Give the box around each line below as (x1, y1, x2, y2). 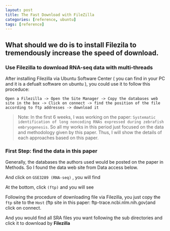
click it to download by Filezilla (5, 220, 70, 226)
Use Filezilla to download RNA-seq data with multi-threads (5, 64, 153, 71)
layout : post (5, 7, 33, 13)
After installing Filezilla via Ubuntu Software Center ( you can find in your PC (5, 75, 165, 82)
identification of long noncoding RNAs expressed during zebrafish (17, 119, 164, 124)
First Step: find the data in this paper (5, 147, 98, 155)
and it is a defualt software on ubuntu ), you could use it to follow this (5, 81, 151, 87)
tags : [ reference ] (5, 21, 44, 27)
